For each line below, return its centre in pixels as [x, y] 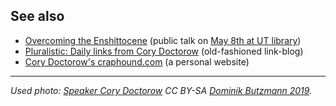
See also [37, 16]
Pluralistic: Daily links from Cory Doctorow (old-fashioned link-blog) [164, 51]
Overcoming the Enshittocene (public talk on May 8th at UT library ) [163, 40]
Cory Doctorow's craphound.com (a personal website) [137, 61]
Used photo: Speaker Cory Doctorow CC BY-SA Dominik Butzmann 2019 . [161, 90]
